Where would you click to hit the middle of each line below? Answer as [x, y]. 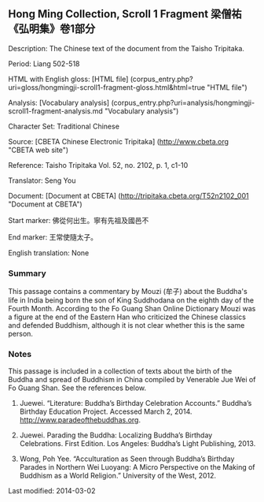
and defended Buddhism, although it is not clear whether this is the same [126, 325]
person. [21, 334]
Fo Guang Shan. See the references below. [77, 388]
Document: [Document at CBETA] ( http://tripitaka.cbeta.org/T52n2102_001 [128, 195]
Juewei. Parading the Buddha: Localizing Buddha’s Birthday [116, 435]
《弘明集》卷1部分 [52, 29]
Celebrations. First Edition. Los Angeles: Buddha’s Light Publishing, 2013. [137, 444]
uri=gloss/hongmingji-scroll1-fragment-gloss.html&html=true [107, 87]
